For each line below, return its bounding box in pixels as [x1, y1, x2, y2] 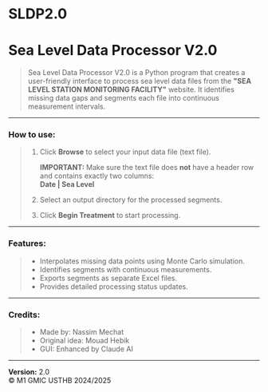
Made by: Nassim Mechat [39, 327, 124, 337]
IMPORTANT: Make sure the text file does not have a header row [39, 163, 254, 172]
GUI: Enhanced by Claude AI [39, 344, 133, 354]
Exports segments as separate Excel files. [39, 273, 178, 283]
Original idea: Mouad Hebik [39, 336, 130, 346]
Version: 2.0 [8, 367, 50, 377]
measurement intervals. [27, 101, 106, 112]
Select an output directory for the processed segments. [39, 195, 223, 204]
